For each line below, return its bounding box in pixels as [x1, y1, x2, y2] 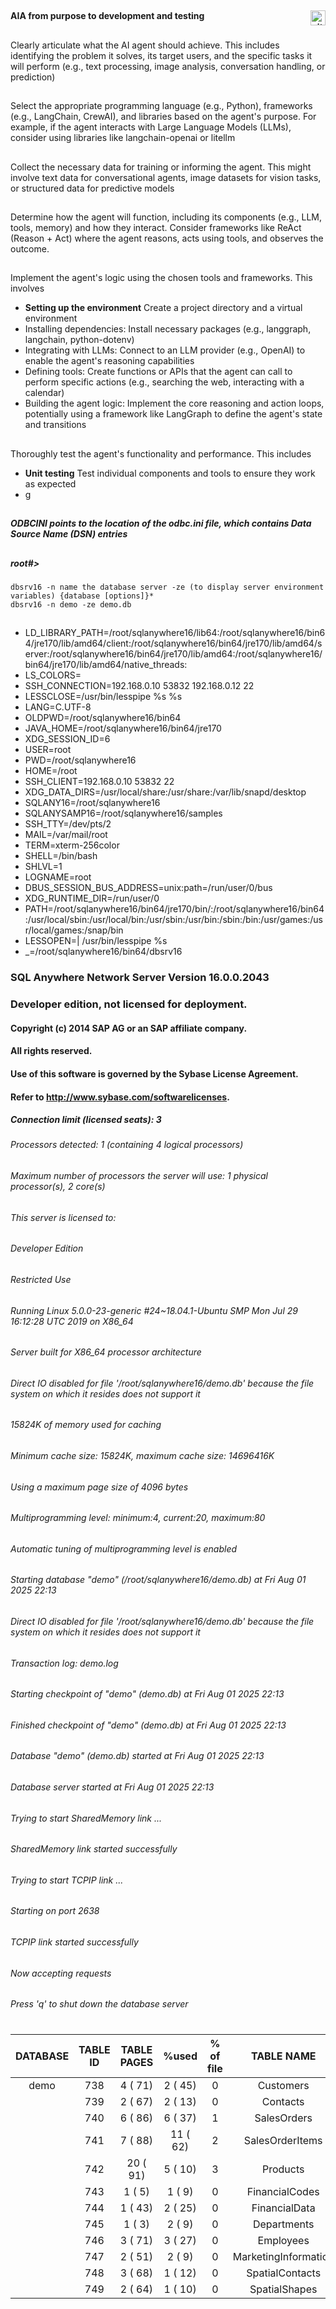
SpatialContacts [246, 2266, 322, 2280]
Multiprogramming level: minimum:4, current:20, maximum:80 [10, 1512, 266, 1524]
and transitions [24, 419, 87, 431]
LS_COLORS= [24, 669, 82, 681]
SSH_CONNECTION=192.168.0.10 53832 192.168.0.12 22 [24, 680, 255, 692]
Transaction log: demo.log [10, 1657, 119, 1669]
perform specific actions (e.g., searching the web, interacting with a [24, 376, 305, 388]
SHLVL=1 [24, 861, 63, 873]
